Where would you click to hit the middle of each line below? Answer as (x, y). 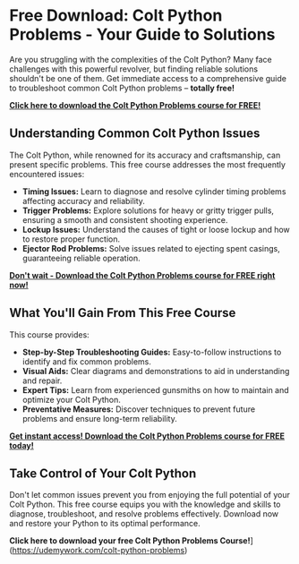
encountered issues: (47, 174)
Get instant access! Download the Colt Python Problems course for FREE (147, 436)
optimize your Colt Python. (71, 399)
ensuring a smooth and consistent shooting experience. (125, 219)
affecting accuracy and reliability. (84, 201)
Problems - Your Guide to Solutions (142, 34)
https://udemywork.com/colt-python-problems (98, 551)
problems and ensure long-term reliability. (99, 418)
